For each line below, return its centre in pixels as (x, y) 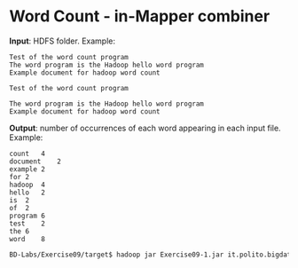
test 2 (27, 224)
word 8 (27, 239)
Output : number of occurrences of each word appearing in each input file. (145, 128)
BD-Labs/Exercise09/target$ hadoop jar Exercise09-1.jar (117, 255)
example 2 (27, 169)
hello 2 (27, 193)
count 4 (27, 154)
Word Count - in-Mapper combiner (140, 16)
